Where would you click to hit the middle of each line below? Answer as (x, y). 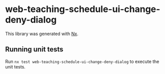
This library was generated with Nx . (42, 33)
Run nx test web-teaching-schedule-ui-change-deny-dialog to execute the (82, 61)
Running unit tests (34, 49)
